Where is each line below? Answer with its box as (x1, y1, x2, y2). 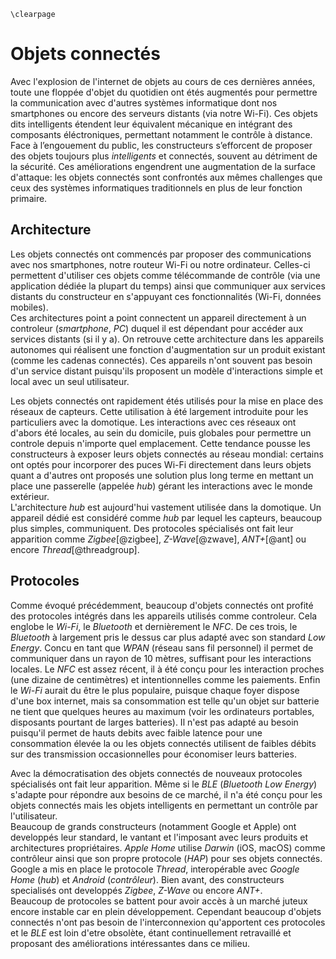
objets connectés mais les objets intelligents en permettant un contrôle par (10, 799, 318, 811)
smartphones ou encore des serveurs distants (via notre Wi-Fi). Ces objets (10, 107, 318, 119)
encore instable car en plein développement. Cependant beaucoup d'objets (10, 905, 322, 917)
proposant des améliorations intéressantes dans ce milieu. (10, 937, 250, 949)
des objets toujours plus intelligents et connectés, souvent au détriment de (10, 150, 318, 162)
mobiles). (10, 301, 49, 313)
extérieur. (10, 490, 50, 502)
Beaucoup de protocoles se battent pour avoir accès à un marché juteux (10, 895, 308, 907)
